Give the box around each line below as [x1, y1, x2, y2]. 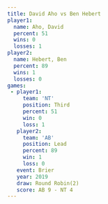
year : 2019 [16, 173, 49, 180]
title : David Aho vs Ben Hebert [7, 10, 101, 18]
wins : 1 [13, 69, 36, 76]
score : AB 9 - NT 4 [16, 186, 73, 193]
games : [7, 82, 26, 89]
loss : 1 [22, 121, 45, 128]
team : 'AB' [22, 134, 54, 141]
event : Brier [16, 166, 54, 174]
